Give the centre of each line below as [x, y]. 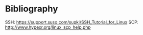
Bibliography [32, 9]
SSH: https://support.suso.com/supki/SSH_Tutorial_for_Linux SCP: [72, 22]
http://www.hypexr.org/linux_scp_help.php [48, 27]
